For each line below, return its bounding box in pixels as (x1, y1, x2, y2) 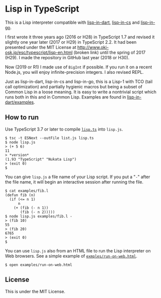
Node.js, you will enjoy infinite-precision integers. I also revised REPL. (5, 69, 144, 75)
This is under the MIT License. (5, 288, 65, 294)
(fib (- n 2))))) (20, 210, 55, 215)
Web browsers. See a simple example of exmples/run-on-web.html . (5, 253, 138, 259)
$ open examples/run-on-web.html (5, 262, 73, 267)
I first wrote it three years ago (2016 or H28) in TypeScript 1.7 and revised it (5, 34, 155, 40)
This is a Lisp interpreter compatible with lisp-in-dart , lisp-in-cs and (5, 19, 140, 25)
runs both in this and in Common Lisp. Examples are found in (5, 94, 126, 100)
